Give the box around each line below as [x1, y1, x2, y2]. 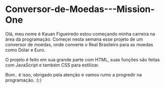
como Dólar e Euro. [5, 47, 46, 53]
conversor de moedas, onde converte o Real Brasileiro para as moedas [5, 41, 153, 47]
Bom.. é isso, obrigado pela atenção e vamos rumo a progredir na [5, 71, 142, 77]
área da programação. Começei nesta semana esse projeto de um [5, 36, 143, 42]
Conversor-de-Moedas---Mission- [5, 4, 155, 15]
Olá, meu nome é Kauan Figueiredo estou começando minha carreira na [5, 31, 155, 37]
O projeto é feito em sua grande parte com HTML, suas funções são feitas [5, 56, 160, 62]
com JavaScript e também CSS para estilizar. [5, 62, 100, 68]
